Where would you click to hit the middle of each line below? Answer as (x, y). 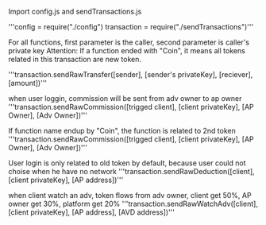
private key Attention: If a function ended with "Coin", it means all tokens (127, 50)
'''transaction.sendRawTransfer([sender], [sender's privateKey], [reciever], (131, 74)
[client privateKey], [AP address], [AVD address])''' (92, 212)
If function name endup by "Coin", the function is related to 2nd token (122, 131)
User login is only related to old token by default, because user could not (127, 163)
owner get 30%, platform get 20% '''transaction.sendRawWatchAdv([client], (133, 204)
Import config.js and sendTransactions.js (75, 12)
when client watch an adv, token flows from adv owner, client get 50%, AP (130, 195)
